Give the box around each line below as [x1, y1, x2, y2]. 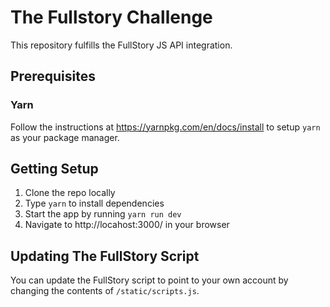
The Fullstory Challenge [10, 6, 213, 29]
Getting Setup [10, 161, 99, 178]
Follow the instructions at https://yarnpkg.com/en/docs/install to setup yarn [10, 121, 321, 133]
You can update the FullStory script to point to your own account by [10, 274, 289, 286]
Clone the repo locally [24, 187, 116, 199]
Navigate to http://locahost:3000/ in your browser [24, 219, 230, 231]
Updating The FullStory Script [10, 247, 200, 265]
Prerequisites [10, 68, 96, 85]
